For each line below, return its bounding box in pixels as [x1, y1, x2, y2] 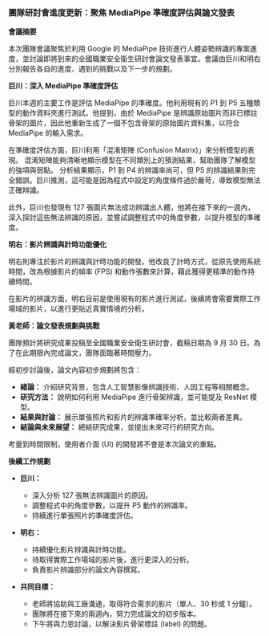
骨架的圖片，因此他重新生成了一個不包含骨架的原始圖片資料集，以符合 [8, 118, 240, 128]
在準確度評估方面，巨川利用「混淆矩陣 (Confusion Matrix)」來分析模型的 [8, 145, 248, 155]
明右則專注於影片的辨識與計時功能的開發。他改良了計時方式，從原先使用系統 [8, 257, 261, 267]
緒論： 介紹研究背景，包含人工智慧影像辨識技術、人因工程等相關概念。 [19, 382, 254, 392]
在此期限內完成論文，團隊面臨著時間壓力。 [14, 348, 156, 358]
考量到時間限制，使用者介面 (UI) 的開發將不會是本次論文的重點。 [8, 439, 222, 449]
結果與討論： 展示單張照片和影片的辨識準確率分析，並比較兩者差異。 [19, 412, 247, 422]
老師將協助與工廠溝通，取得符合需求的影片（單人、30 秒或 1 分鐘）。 [31, 599, 257, 609]
